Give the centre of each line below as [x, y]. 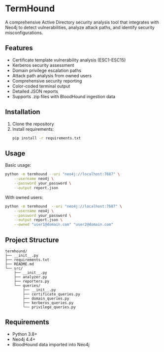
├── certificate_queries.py [51, 294]
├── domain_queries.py [46, 298]
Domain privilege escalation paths [47, 70]
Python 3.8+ [25, 334]
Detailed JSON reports [35, 91]
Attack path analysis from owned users [52, 75]
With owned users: [24, 197]
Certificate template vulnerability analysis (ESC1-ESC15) [69, 60]
